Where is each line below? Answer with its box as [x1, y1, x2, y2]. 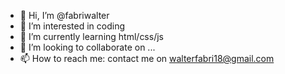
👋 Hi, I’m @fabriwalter [19, 10, 110, 21]
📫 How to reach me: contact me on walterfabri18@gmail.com [19, 53, 275, 64]
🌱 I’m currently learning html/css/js [19, 31, 164, 42]
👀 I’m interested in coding [19, 20, 126, 32]
